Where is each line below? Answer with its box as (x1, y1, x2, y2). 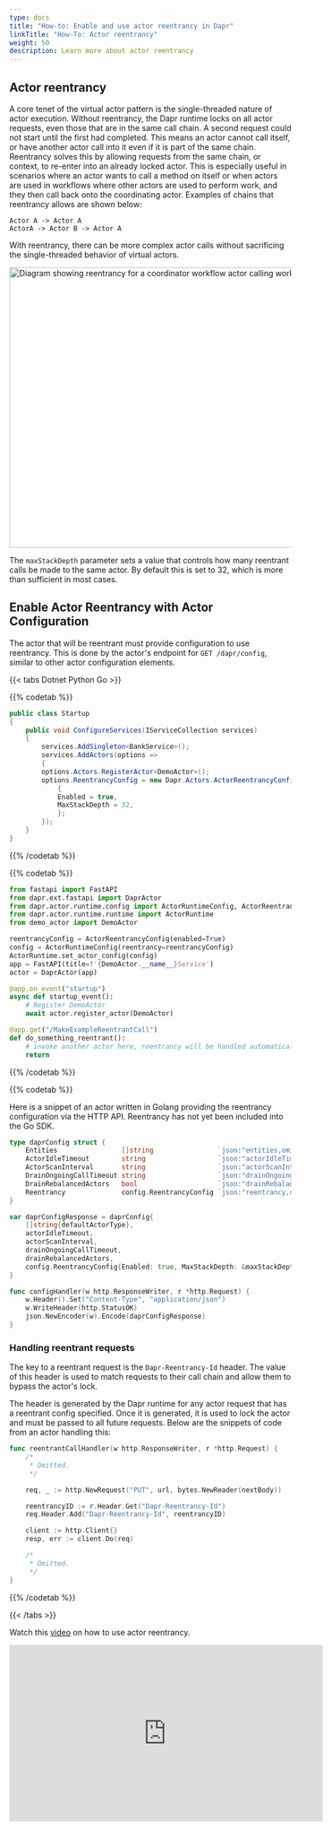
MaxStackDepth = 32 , (56, 800, 134, 810)
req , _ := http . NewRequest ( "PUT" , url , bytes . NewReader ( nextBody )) (25, 1486, 282, 1495)
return (25, 1051, 50, 1059)
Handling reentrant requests (9, 1341, 135, 1354)
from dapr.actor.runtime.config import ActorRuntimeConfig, (9, 902, 239, 911)
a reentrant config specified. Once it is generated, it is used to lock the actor (9, 1408, 291, 1418)
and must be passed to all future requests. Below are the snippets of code (9, 1417, 282, 1428)
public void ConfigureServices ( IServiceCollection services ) (25, 726, 258, 735)
